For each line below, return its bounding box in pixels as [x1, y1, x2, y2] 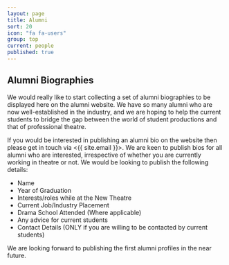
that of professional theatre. [7, 122, 86, 130]
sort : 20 [7, 23, 33, 30]
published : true [7, 49, 54, 56]
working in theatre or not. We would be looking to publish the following [7, 157, 209, 166]
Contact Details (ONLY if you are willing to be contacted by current [17, 223, 208, 231]
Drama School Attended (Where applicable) [17, 208, 142, 216]
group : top [7, 36, 39, 43]
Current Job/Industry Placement [17, 200, 109, 209]
